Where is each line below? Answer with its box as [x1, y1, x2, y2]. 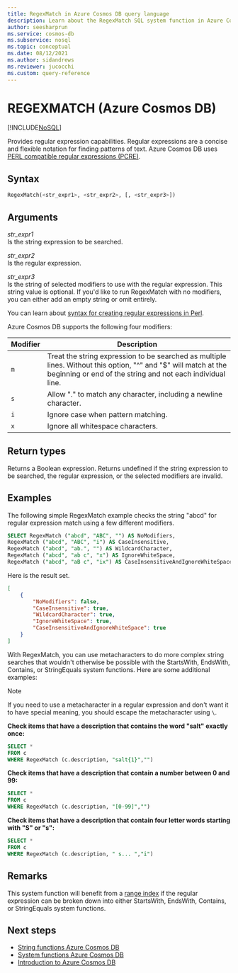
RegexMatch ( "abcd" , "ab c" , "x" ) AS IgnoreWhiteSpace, [7, 552, 176, 559]
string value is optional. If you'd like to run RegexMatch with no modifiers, [7, 288, 222, 296]
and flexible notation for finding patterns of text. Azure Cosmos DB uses [7, 144, 218, 153]
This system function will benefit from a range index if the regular [7, 889, 198, 897]
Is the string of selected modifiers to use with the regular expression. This [7, 280, 223, 288]
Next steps [7, 924, 57, 936]
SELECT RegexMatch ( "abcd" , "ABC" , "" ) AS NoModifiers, [7, 532, 176, 539]
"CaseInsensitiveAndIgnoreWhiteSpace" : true [33, 625, 166, 632]
